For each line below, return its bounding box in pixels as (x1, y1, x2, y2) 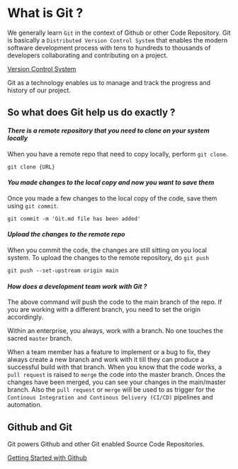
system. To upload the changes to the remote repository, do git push (7, 253, 210, 261)
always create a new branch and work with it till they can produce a (7, 356, 205, 364)
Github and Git (7, 421, 73, 433)
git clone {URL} (7, 163, 55, 171)
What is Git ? (7, 5, 84, 21)
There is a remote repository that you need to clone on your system (7, 126, 210, 135)
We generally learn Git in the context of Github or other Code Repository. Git (7, 28, 231, 37)
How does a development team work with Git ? (7, 282, 147, 290)
